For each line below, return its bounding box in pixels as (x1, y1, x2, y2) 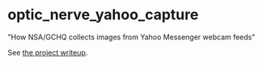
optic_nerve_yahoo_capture (7, 6, 199, 24)
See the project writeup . (7, 47, 88, 57)
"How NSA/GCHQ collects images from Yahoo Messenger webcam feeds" (7, 32, 256, 42)
